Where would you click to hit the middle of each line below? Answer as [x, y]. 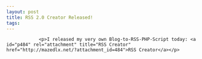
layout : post [23, 12]
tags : [13, 23]
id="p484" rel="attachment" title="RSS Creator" [69, 45]
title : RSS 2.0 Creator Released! [50, 17]
